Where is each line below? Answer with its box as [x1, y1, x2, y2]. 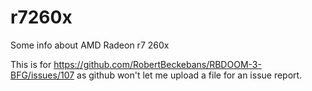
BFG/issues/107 [10, 69, 75, 81]
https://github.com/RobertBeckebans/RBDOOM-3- [53, 58, 262, 70]
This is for [10, 58, 52, 70]
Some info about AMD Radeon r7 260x [10, 39, 170, 51]
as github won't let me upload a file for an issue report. [76, 69, 303, 81]
